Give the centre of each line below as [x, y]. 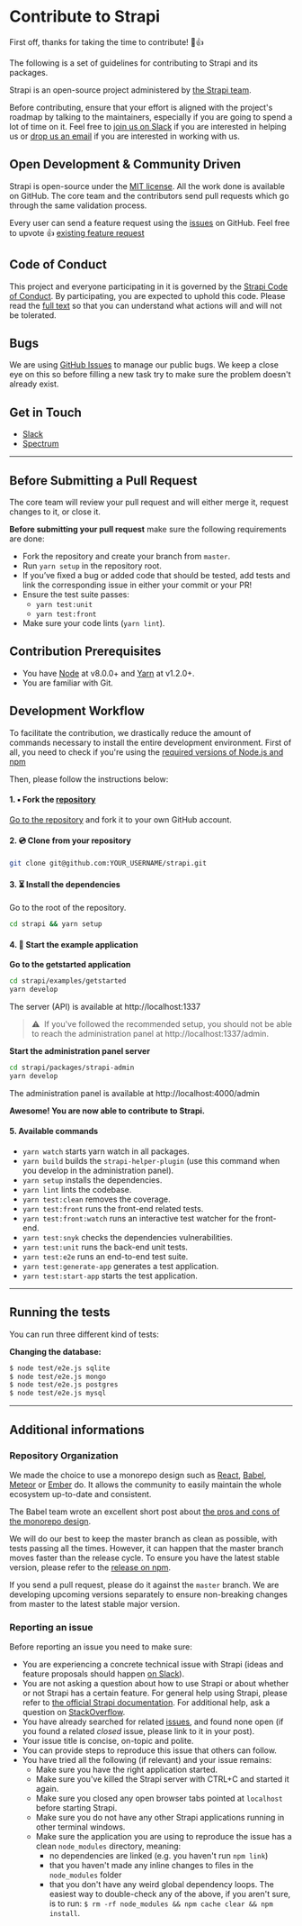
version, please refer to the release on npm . [90, 1567]
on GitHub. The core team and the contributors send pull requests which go [149, 195]
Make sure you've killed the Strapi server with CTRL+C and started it [162, 1779]
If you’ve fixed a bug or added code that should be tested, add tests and [156, 575]
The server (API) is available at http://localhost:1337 [105, 1006]
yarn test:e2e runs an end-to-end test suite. [105, 1256]
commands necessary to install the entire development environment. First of [151, 742]
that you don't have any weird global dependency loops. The [161, 1885]
